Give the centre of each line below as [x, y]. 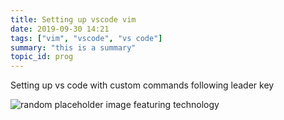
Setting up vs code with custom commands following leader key [142, 85]
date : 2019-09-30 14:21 [60, 29]
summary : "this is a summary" [73, 47]
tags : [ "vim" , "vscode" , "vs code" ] [86, 38]
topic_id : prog [42, 57]
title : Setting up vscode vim [73, 19]
